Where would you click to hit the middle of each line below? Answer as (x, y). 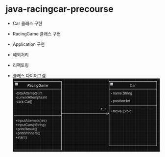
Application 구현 (29, 44)
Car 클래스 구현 (27, 23)
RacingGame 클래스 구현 (36, 33)
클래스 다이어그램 (29, 75)
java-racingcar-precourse (60, 9)
